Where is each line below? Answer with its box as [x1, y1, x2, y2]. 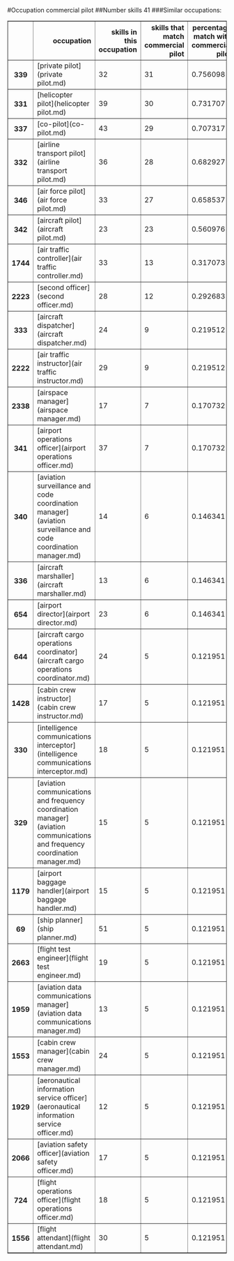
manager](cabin [37, 1046, 90, 1056]
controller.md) [37, 271, 84, 280]
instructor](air [37, 358, 83, 368]
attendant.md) [37, 1241, 84, 1251]
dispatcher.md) [37, 338, 87, 347]
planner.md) [37, 932, 77, 942]
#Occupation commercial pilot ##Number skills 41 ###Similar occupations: [7, 6, 222, 14]
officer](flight [37, 1195, 81, 1205]
